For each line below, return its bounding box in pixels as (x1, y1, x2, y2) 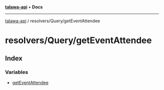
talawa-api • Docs (5, 4, 43, 10)
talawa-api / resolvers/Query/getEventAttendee (5, 18, 101, 24)
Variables (5, 69, 28, 75)
